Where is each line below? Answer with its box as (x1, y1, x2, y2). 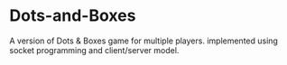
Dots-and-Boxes (9, 5, 136, 26)
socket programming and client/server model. (9, 44, 180, 55)
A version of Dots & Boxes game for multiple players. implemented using (9, 35, 278, 46)
